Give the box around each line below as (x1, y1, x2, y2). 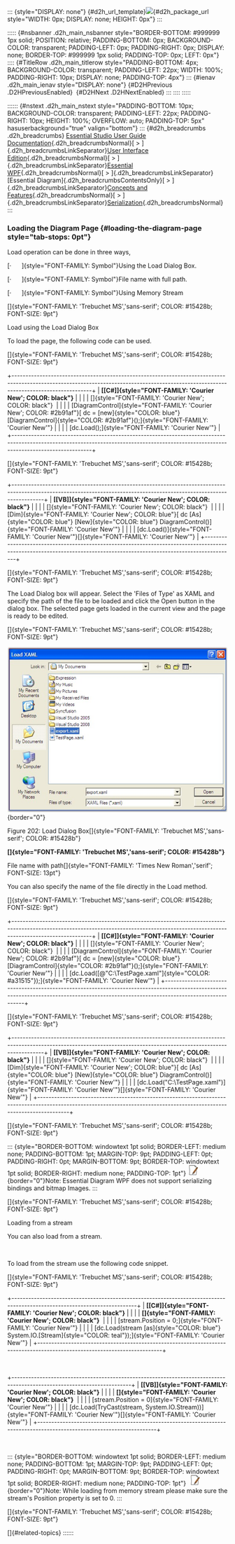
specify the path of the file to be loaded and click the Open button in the (7, 597, 215, 605)
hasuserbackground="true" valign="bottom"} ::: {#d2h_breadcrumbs (7, 124, 206, 132)
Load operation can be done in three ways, (7, 248, 131, 256)
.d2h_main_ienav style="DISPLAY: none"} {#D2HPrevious (7, 81, 173, 89)
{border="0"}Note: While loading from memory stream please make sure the (7, 1486, 228, 1495)
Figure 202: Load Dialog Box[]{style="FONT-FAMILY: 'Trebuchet (7, 827, 193, 835)
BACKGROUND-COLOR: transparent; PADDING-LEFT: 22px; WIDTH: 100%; (7, 66, 223, 74)
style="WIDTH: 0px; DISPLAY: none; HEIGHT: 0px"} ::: (7, 15, 163, 23)
